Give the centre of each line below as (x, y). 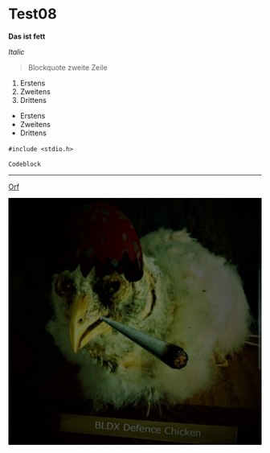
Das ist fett (27, 36)
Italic (16, 51)
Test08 (33, 14)
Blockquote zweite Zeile (67, 67)
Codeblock (25, 164)
